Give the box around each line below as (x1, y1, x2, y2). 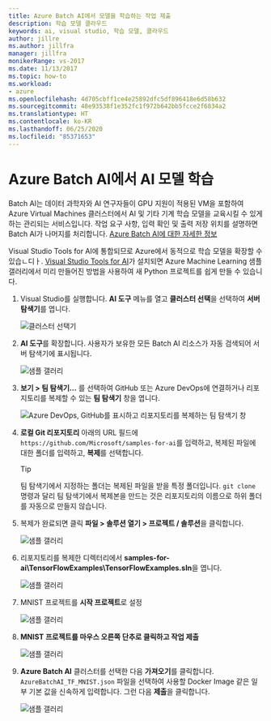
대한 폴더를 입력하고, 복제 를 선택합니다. (19, 448, 144, 457)
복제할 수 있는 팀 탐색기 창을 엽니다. (48, 393, 160, 402)
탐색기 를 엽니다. (19, 303, 70, 313)
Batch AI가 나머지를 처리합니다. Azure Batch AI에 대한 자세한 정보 (8, 229, 218, 238)
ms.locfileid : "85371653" (8, 132, 95, 140)
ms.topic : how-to (8, 72, 67, 80)
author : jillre (8, 34, 60, 43)
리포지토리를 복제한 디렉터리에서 (19, 552, 123, 562)
